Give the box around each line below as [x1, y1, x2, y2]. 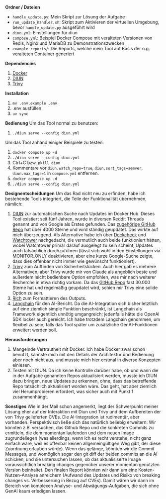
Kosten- [138, 467, 155, 473]
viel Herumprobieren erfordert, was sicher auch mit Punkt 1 [12, 389, 134, 395]
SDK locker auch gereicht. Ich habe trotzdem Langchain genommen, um [12, 316, 161, 322]
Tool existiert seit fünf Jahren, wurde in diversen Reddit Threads [12, 216, 144, 222]
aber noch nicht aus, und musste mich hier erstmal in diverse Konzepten [12, 357, 161, 363]
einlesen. [12, 362, 31, 368]
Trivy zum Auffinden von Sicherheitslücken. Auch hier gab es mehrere [12, 264, 157, 269]
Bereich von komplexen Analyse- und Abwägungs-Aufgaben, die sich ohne [5, 483, 159, 489]
